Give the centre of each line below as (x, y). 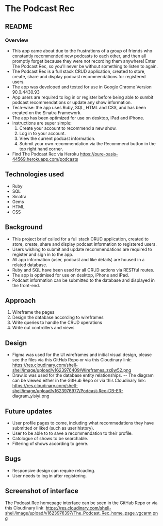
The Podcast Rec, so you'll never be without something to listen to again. (85, 66)
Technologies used (34, 175)
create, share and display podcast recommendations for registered (79, 76)
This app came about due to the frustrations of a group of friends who (82, 51)
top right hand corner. (41, 149)
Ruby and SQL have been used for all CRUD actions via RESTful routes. (83, 270)
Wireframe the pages (33, 312)
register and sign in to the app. (43, 254)
